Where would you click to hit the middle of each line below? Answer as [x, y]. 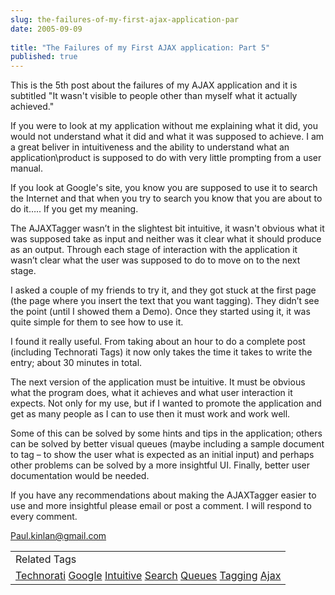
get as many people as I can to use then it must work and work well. [150, 414]
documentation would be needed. [80, 476]
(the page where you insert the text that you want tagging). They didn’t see [165, 301]
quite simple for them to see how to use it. [97, 322]
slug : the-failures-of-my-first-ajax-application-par [125, 19]
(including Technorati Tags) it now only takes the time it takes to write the [161, 352]
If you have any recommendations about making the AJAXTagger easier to [163, 495]
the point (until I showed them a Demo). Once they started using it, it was [160, 312]
